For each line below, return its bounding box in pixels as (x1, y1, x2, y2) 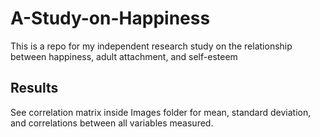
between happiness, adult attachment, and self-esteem (10, 50, 238, 62)
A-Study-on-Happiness (10, 7, 211, 30)
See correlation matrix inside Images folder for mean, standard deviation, (10, 106, 312, 118)
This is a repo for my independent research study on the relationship (10, 40, 293, 52)
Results (10, 80, 59, 97)
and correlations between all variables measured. (10, 117, 214, 129)
